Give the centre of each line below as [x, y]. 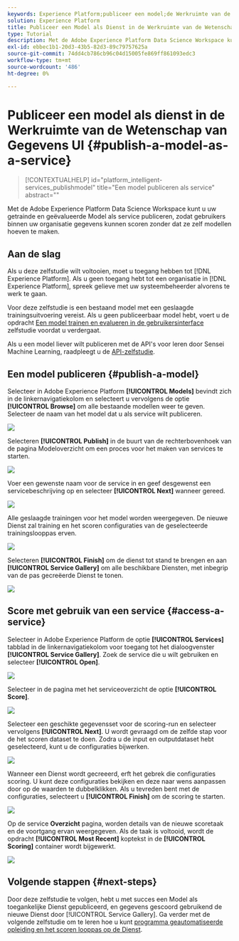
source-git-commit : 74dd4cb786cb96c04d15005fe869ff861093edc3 [101, 54]
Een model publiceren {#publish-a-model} [103, 374]
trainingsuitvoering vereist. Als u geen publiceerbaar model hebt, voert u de [118, 315]
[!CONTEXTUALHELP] [57, 180]
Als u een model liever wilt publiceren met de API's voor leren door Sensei [116, 344]
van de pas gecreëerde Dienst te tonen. [65, 575]
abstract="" [42, 195]
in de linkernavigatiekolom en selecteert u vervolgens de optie [99, 399]
